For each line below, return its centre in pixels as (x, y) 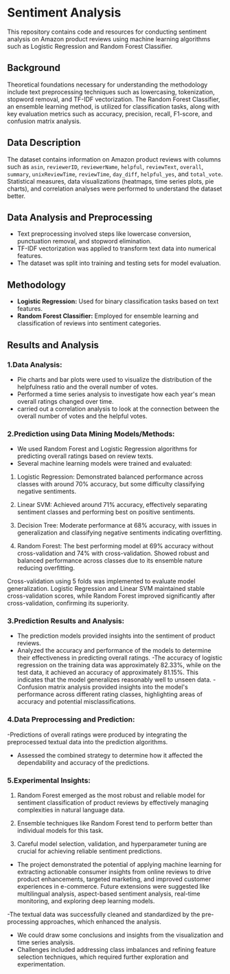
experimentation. (41, 964)
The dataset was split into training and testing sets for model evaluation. (119, 263)
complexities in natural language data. (71, 810)
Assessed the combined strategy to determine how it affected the (110, 755)
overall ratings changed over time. (65, 401)
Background (34, 68)
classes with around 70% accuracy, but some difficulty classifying (111, 484)
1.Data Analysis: (35, 365)
